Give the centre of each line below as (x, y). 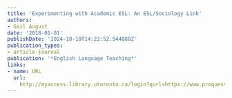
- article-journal (33, 52)
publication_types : (35, 46)
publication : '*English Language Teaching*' (72, 59)
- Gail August (28, 26)
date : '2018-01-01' (35, 33)
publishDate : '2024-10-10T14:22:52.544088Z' (72, 39)
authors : (20, 20)
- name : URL (24, 71)
